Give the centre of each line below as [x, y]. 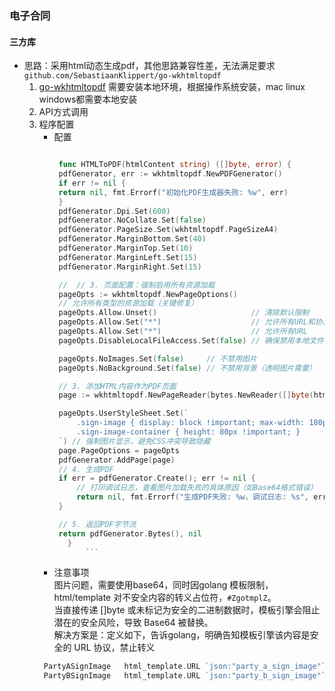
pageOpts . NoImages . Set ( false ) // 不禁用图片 [157, 358]
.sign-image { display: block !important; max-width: [191, 423]
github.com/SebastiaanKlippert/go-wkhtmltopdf [122, 76]
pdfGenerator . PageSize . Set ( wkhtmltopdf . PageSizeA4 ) [168, 230]
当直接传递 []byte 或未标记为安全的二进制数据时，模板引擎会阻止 [187, 610]
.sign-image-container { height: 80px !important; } [188, 432]
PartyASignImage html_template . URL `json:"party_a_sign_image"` [184, 667]
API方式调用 [63, 112]
